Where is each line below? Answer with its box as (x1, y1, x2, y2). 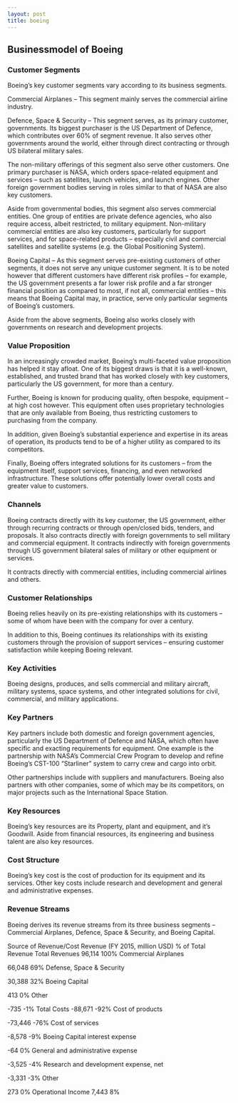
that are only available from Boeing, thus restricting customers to (7, 409, 198, 417)
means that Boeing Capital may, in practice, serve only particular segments (7, 294, 228, 303)
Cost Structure (7, 855, 60, 865)
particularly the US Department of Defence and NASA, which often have (7, 736, 219, 745)
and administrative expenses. (7, 886, 94, 895)
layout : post (7, 10, 46, 18)
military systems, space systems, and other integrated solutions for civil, (7, 687, 220, 696)
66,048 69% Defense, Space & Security (7, 963, 125, 972)
